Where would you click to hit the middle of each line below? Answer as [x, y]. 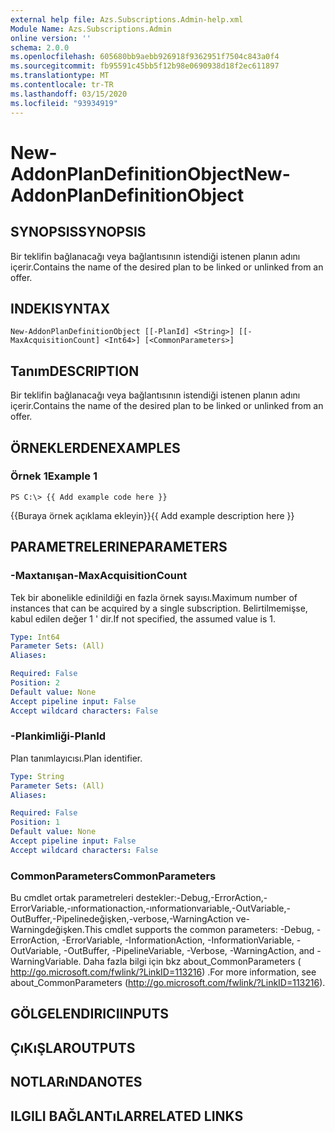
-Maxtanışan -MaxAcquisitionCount [99, 576]
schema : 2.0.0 [40, 47]
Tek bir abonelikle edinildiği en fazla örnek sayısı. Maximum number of [154, 597]
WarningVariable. [46, 962]
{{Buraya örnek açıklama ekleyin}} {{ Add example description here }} [152, 515]
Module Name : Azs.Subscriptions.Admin [91, 29]
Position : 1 [35, 822]
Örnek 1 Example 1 [54, 476]
